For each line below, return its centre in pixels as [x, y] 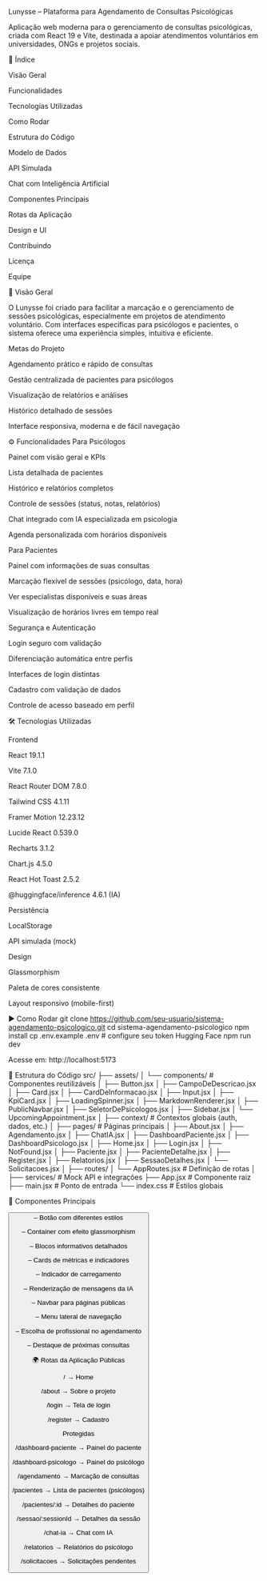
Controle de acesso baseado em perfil [71, 705]
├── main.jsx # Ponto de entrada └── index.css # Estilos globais [116, 1186]
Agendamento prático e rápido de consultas [81, 364]
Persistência [29, 910]
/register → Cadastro [78, 1419]
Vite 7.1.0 [23, 770]
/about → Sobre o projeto [78, 1391]
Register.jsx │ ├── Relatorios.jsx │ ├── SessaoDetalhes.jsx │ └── [118, 1160]
